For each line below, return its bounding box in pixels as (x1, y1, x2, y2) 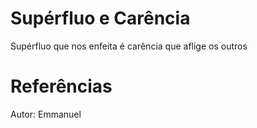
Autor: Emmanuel (10, 108, 82, 120)
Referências (10, 75, 113, 98)
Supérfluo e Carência (10, 7, 191, 30)
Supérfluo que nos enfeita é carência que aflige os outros (10, 40, 248, 52)
